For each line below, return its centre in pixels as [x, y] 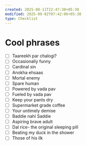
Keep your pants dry [33, 99]
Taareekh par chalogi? [34, 56]
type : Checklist [21, 18]
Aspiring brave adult [32, 122]
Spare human [26, 83]
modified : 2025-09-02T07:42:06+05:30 [43, 14]
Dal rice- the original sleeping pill [45, 127]
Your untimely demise [34, 111]
